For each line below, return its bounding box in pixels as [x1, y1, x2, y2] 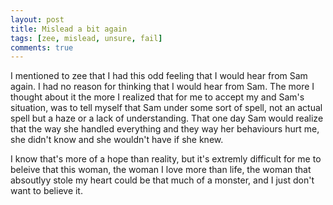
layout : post [10, 14, 65, 25]
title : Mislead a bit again [10, 24, 128, 34]
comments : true [10, 42, 74, 53]
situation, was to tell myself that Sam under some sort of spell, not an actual [10, 102, 323, 114]
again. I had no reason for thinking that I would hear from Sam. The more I [10, 81, 315, 93]
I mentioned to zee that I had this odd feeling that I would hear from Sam [10, 70, 308, 82]
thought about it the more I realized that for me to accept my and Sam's [10, 91, 305, 103]
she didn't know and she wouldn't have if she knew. [10, 134, 224, 146]
